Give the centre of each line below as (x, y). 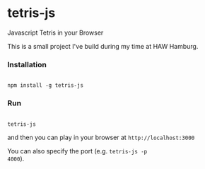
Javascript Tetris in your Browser (55, 33)
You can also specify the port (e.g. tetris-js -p (77, 151)
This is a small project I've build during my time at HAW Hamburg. (103, 46)
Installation (27, 64)
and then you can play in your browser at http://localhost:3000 (101, 137)
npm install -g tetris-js (45, 86)
